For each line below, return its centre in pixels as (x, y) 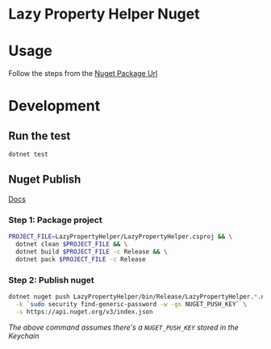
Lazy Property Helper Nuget (104, 14)
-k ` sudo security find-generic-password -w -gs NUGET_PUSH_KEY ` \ (131, 304)
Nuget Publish (45, 180)
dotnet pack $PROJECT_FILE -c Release (81, 259)
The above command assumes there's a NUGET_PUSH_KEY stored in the (124, 327)
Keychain (24, 335)
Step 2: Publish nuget (51, 280)
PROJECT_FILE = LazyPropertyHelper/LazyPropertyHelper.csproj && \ (120, 237)
